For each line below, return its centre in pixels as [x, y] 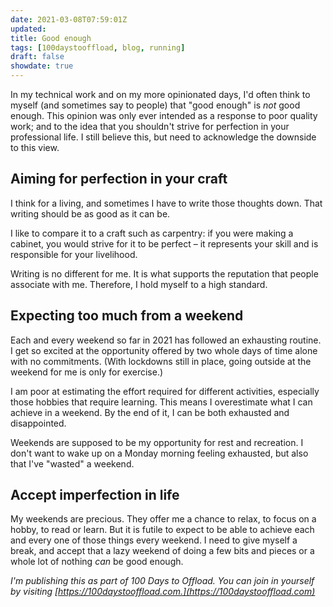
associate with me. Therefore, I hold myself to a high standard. [139, 284]
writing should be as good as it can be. [90, 213]
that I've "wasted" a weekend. [72, 463]
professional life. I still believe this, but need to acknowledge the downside [163, 137]
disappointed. [38, 423]
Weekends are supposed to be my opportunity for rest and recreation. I [157, 442]
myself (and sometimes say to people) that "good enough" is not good [155, 105]
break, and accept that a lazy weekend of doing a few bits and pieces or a [162, 551]
